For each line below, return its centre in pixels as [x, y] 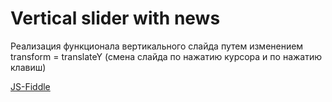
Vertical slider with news [115, 18]
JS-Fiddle [30, 86]
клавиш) [28, 67]
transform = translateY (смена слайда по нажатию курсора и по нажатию [166, 56]
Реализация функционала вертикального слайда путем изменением [157, 46]
